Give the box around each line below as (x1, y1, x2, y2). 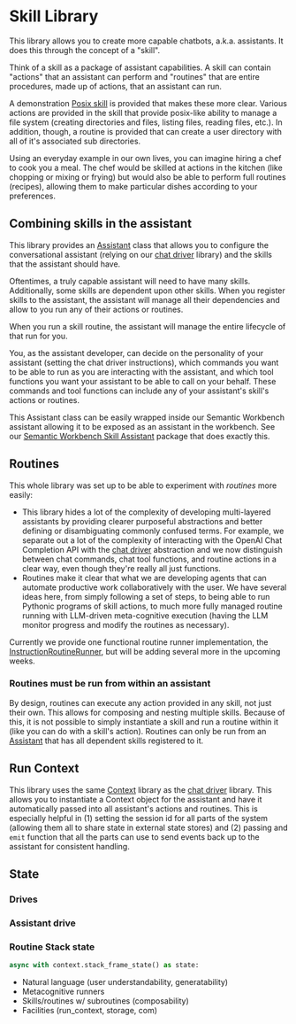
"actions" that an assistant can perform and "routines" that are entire (9, 71, 261, 81)
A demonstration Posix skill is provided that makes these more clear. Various (9, 97, 287, 108)
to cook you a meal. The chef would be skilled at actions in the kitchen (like (9, 162, 283, 173)
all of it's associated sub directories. (9, 136, 141, 146)
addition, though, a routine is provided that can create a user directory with (9, 126, 283, 136)
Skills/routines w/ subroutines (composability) (21, 996, 190, 1006)
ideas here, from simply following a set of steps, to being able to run (21, 591, 270, 601)
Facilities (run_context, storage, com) (21, 1005, 157, 1016)
